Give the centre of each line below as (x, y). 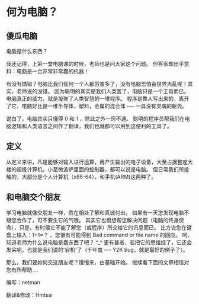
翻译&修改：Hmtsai (29, 295)
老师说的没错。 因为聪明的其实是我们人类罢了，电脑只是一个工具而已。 (103, 91)
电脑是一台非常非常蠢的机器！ (53, 71)
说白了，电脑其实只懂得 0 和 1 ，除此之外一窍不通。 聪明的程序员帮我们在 (96, 119)
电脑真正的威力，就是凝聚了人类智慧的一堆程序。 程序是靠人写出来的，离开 (98, 99)
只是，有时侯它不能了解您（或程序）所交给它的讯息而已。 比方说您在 (102, 227)
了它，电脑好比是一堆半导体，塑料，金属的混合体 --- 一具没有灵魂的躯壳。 (97, 106)
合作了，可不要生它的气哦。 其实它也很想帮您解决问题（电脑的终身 (97, 220)
